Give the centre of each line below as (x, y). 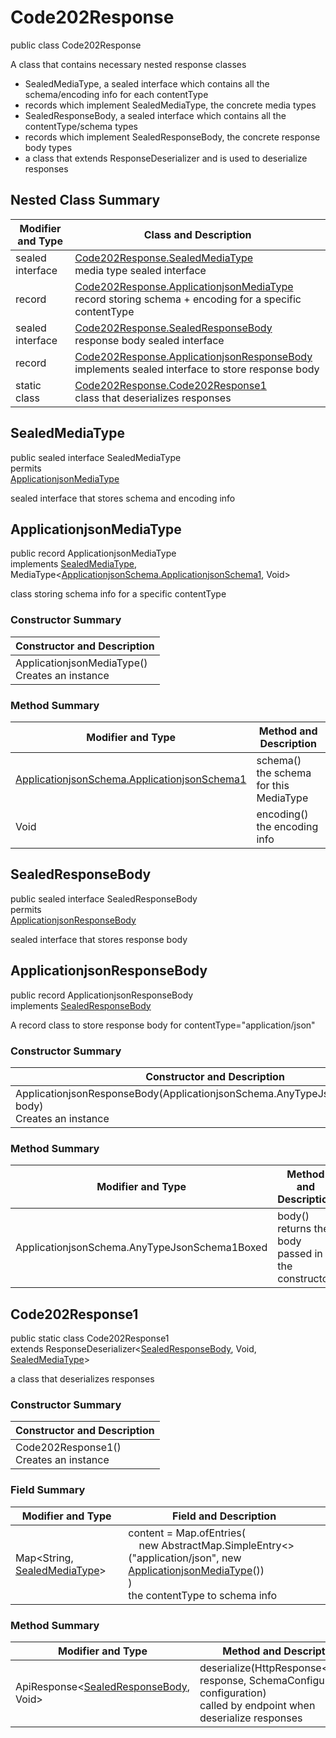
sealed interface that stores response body (99, 939)
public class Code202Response (76, 45)
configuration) (233, 1693)
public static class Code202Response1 (90, 1338)
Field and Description (224, 1516)
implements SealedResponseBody (81, 1005)
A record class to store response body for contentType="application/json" (163, 1025)
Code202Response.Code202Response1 (170, 385)
